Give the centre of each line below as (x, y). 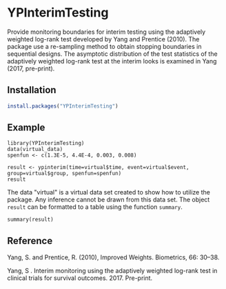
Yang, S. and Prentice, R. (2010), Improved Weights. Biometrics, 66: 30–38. (113, 257)
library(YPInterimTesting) (46, 143)
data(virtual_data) (35, 150)
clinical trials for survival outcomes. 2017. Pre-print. (80, 278)
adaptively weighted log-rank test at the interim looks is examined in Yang (112, 61)
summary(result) (30, 220)
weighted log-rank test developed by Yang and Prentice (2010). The (103, 39)
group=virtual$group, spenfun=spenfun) (64, 174)
